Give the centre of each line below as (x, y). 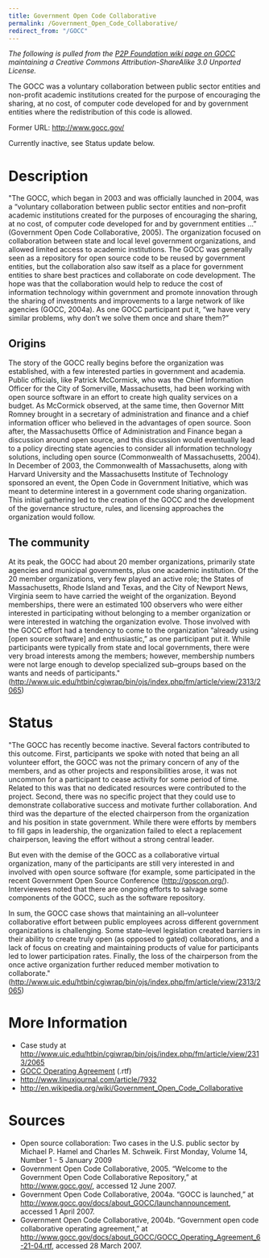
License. (23, 71)
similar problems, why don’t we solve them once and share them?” (119, 318)
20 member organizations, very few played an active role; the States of (126, 579)
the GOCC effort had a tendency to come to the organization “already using (134, 630)
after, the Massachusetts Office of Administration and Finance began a (126, 431)
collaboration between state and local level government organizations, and (132, 241)
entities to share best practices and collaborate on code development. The (132, 276)
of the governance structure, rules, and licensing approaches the (116, 509)
